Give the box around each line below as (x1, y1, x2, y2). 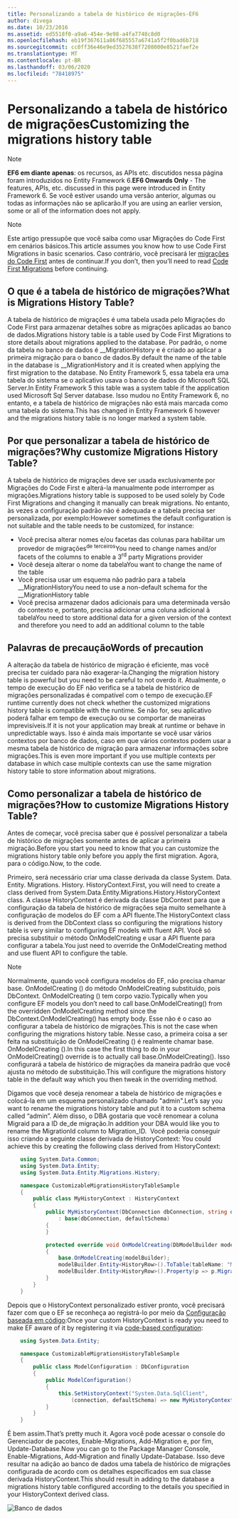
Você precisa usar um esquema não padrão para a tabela (17, 575, 186, 584)
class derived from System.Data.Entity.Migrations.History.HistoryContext (7, 888, 221, 897)
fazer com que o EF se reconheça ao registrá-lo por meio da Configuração (7, 1308, 226, 1317)
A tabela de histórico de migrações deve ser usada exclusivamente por (7, 476, 216, 485)
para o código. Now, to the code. (7, 859, 102, 867)
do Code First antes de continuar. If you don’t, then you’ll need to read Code (7, 257, 229, 266)
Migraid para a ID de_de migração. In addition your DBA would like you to (7, 1119, 220, 1128)
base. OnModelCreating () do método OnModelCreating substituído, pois (7, 984, 221, 992)
